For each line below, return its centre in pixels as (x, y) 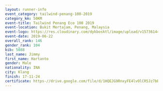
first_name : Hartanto (27, 59)
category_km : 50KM (24, 18)
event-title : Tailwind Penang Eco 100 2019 (50, 23)
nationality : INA (23, 68)
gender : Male (18, 63)
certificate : (18, 81)
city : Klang (17, 72)
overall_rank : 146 (24, 41)
